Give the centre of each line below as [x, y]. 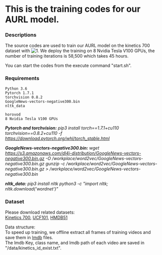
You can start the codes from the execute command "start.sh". [68, 65]
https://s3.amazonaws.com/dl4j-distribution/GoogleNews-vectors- [73, 153]
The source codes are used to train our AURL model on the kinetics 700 [78, 46]
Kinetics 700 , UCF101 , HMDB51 [36, 218]
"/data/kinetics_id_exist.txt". [33, 248]
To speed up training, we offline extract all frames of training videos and [78, 232]
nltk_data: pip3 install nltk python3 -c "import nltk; [57, 184]
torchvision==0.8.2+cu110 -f [34, 133]
